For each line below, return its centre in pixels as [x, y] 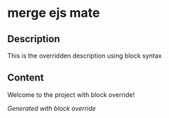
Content [26, 78]
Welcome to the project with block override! [71, 94]
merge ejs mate [54, 13]
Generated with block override [52, 108]
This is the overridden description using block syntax [84, 55]
